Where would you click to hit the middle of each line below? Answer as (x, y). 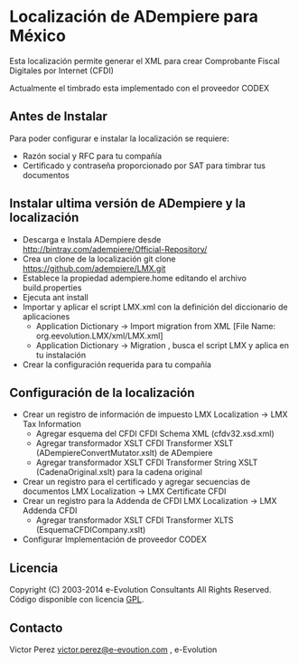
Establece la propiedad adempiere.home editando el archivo (134, 278)
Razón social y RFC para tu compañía (92, 156)
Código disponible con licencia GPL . (77, 600)
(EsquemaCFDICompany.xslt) (91, 530)
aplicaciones (46, 316)
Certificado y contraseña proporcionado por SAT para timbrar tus (144, 166)
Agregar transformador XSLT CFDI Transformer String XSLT (147, 462)
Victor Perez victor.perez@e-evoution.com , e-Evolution (113, 650)
